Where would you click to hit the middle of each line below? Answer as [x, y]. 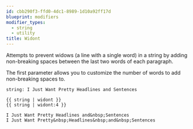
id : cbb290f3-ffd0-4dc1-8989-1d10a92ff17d [58, 11]
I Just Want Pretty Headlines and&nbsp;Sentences [68, 115]
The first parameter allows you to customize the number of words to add [93, 73]
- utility [23, 33]
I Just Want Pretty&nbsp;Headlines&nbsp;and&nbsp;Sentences [81, 120]
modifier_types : [26, 22]
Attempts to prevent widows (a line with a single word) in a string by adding [97, 55]
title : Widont [23, 39]
